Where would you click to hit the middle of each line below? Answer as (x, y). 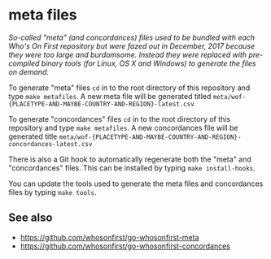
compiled (24, 63)
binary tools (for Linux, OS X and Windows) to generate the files (149, 63)
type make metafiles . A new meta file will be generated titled (110, 96)
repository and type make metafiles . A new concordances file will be (123, 127)
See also (31, 218)
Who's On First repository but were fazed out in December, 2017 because (132, 45)
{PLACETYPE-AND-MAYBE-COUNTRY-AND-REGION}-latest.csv (102, 104)
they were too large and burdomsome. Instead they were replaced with (127, 54)
